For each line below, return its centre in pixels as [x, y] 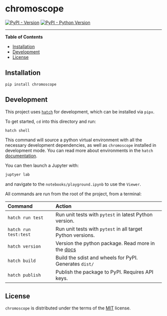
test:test [19, 235]
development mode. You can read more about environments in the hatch [79, 151]
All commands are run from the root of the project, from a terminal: [73, 194]
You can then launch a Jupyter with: [42, 166]
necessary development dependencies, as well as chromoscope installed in [81, 145]
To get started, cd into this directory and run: [51, 121]
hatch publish [24, 275]
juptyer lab [17, 175]
